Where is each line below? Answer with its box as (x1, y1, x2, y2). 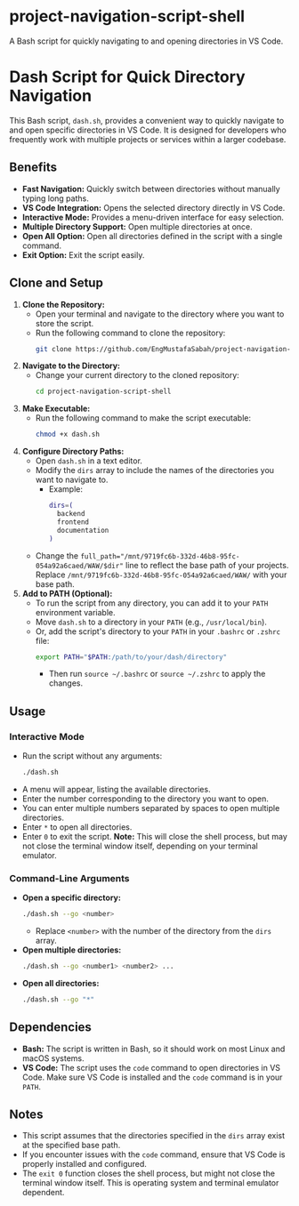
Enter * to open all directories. (21, 821, 133, 832)
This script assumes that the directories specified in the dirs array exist (21, 1130, 286, 1141)
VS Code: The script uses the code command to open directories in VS (21, 1062, 281, 1073)
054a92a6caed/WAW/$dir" (35, 561, 125, 570)
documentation (56, 526, 109, 535)
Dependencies (9, 1020, 92, 1035)
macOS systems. (21, 1052, 85, 1064)
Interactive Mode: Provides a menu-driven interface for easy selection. (21, 212, 285, 222)
